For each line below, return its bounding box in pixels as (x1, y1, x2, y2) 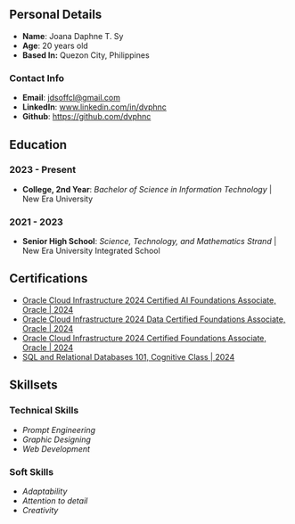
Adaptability (21, 486, 68, 496)
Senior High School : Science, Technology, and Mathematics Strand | (21, 236, 277, 247)
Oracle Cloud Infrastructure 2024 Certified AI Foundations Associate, (21, 294, 276, 306)
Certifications (9, 271, 88, 286)
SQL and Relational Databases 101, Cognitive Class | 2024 (21, 351, 235, 362)
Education (9, 137, 68, 152)
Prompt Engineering (21, 424, 96, 435)
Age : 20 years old (21, 40, 89, 51)
